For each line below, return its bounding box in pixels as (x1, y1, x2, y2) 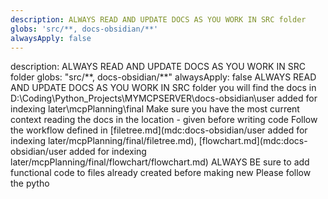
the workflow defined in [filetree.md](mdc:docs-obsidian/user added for (10, 124, 308, 136)
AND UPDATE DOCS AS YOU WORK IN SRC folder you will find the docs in (10, 82, 317, 94)
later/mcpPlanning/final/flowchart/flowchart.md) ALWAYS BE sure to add (10, 156, 310, 168)
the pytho (10, 177, 50, 190)
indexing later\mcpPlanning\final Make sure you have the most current (10, 103, 300, 115)
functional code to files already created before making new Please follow (10, 167, 312, 179)
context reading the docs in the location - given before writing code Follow (10, 114, 318, 126)
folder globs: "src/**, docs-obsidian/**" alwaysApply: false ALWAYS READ (10, 71, 317, 83)
